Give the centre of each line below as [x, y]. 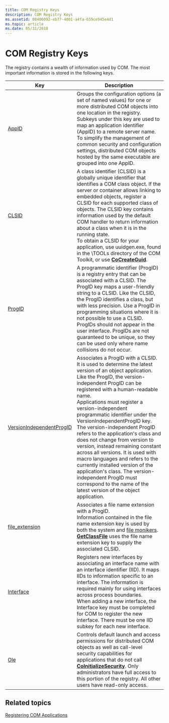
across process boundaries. [110, 595]
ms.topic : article [24, 24]
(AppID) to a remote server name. [116, 132]
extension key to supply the [109, 543]
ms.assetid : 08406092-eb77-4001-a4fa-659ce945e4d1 [59, 19]
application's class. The [105, 471]
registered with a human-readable [117, 390]
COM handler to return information [117, 222]
